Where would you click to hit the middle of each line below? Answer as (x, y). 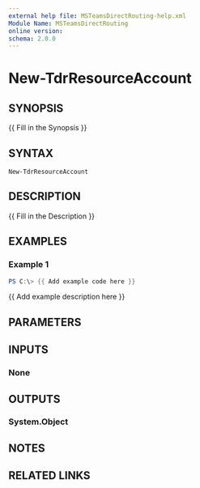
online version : (36, 31)
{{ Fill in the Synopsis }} (48, 128)
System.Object (38, 422)
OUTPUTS (34, 399)
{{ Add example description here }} (67, 297)
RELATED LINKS (49, 475)
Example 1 (29, 265)
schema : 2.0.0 (32, 38)
